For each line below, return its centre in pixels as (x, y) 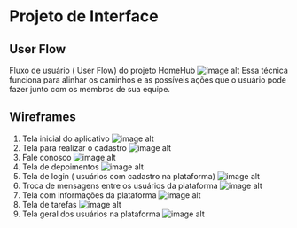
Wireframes (43, 117)
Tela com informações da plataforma (89, 195)
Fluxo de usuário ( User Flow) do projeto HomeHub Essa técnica (148, 70)
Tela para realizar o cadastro (74, 147)
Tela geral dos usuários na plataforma (91, 214)
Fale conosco (47, 157)
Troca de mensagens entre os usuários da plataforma (120, 185)
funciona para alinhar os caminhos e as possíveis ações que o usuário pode (148, 80)
